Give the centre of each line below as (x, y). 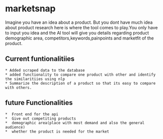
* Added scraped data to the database (45, 70)
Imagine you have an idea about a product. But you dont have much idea (79, 22)
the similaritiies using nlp (35, 79)
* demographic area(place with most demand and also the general (75, 123)
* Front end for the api (32, 114)
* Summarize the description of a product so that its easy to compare (80, 83)
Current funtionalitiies (40, 59)
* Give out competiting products (41, 118)
